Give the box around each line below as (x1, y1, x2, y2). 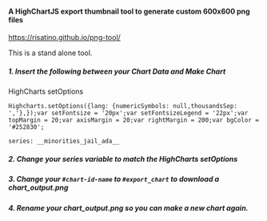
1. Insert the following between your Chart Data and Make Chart (8, 66, 226, 76)
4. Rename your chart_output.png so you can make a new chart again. (8, 203, 249, 212)
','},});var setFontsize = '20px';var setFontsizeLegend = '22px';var (8, 109, 249, 118)
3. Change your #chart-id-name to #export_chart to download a (8, 175, 220, 184)
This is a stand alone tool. (8, 48, 93, 58)
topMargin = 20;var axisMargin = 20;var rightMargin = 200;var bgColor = (8, 116, 260, 124)
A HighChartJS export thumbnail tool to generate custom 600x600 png (8, 6, 250, 16)
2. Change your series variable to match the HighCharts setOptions (8, 154, 238, 163)
